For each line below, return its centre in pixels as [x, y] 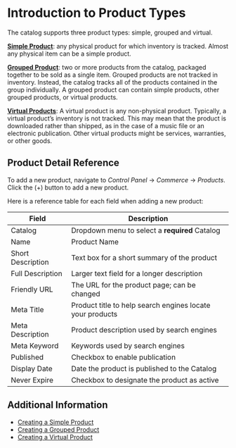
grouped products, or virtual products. [63, 97]
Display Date [32, 368]
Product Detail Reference [63, 163]
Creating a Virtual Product [55, 437]
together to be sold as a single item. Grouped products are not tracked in [112, 75]
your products [94, 313]
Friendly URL [32, 289]
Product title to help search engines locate [141, 305]
